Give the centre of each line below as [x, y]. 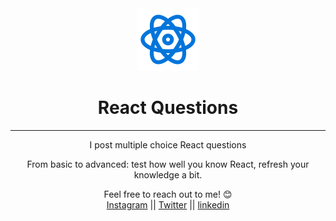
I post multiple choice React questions [168, 144]
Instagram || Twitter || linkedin [168, 204]
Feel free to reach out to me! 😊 [168, 194]
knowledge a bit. [168, 174]
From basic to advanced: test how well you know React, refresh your [168, 164]
